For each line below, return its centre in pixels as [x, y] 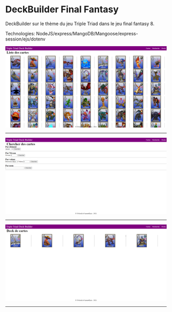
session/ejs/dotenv [25, 39]
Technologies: [20, 33]
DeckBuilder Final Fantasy [62, 9]
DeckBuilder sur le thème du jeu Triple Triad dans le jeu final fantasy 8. [80, 24]
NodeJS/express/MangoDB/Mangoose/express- [87, 33]
